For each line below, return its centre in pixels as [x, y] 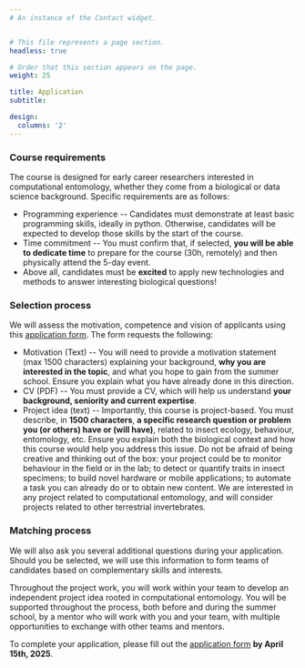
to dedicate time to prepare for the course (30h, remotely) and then [150, 252]
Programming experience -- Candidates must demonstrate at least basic [158, 214]
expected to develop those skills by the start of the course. [133, 233]
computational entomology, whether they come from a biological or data [145, 187]
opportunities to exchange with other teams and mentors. [117, 626]
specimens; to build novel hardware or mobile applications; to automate [157, 478]
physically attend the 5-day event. [86, 262]
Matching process [51, 531]
